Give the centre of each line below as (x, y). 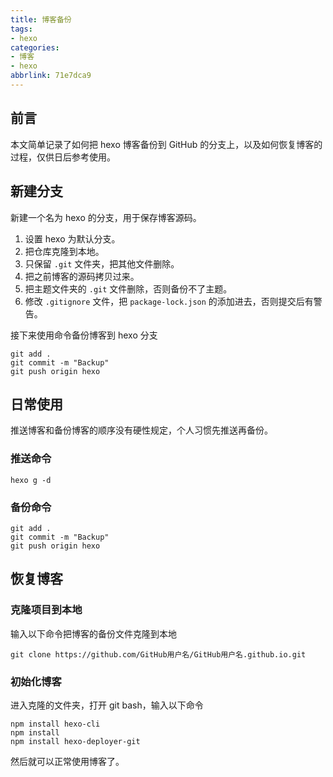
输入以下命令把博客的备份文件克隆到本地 (93, 633)
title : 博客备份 (41, 19)
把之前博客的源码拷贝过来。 (82, 276)
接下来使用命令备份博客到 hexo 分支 (84, 335)
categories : (35, 47)
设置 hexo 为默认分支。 (72, 238)
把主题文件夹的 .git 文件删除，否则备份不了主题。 (128, 288)
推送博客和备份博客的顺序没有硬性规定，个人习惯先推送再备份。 (141, 430)
